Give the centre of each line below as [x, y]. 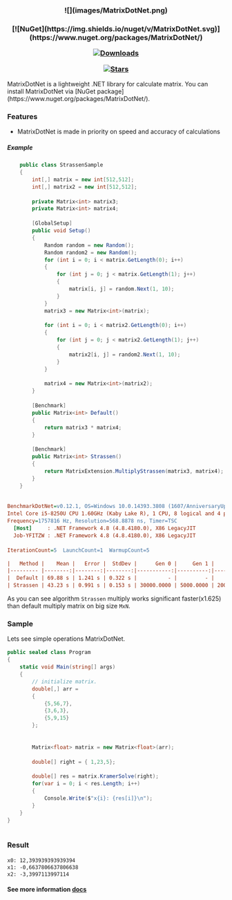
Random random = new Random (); [89, 245]
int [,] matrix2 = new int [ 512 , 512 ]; [85, 187]
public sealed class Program [49, 653]
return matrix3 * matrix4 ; [83, 427]
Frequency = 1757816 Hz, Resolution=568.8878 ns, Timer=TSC [92, 521]
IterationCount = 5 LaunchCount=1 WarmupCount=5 [78, 550]
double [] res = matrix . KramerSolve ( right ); [95, 776]
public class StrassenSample [61, 165]
